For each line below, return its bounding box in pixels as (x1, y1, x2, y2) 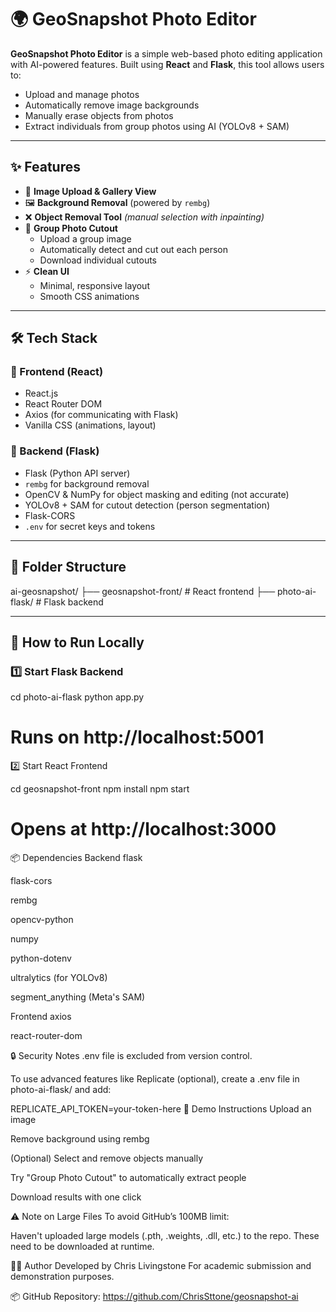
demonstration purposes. (10, 1271, 115, 1283)
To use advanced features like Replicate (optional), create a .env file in (10, 1073, 300, 1085)
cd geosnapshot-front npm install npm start (10, 783, 190, 795)
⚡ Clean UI (24, 265, 70, 277)
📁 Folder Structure (10, 559, 127, 576)
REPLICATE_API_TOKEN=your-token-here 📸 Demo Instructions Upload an (10, 1103, 312, 1115)
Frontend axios (10, 1011, 72, 1023)
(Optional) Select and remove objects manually (10, 1152, 203, 1165)
